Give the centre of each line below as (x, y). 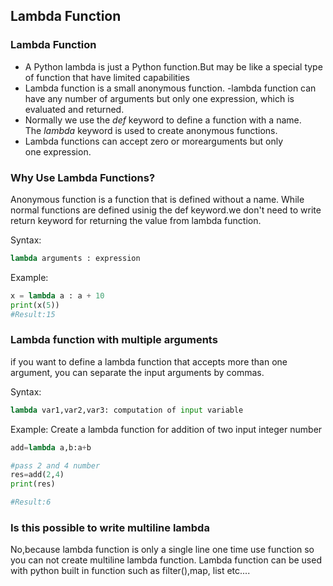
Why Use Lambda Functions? (83, 177)
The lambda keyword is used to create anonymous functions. (151, 130)
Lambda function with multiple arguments (114, 340)
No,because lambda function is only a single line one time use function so (162, 550)
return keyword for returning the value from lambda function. (136, 220)
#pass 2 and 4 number (55, 465)
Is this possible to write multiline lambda (110, 527)
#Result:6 (31, 502)
